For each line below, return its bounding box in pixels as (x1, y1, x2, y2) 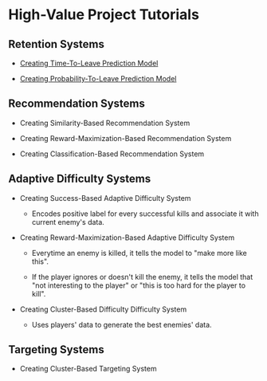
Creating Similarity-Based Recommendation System (19, 118, 190, 128)
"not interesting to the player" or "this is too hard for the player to (31, 281, 245, 290)
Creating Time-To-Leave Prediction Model (19, 58, 159, 68)
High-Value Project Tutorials (8, 6, 199, 24)
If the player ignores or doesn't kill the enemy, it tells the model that (31, 272, 253, 281)
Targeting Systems (8, 343, 105, 356)
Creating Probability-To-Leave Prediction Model (19, 74, 177, 83)
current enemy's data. (31, 217, 105, 226)
